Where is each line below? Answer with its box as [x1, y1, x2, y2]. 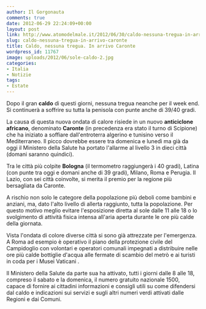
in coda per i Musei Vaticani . [6, 258, 80, 265]
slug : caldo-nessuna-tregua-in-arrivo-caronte [6, 37, 128, 43]
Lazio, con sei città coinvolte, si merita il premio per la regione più [6, 176, 172, 182]
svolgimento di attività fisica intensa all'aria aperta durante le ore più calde [6, 214, 194, 220]
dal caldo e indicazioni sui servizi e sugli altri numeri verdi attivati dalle [6, 289, 184, 296]
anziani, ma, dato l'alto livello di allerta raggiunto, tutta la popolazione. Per [6, 200, 193, 207]
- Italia [6, 65, 29, 72]
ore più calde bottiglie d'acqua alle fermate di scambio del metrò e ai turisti [6, 251, 196, 258]
